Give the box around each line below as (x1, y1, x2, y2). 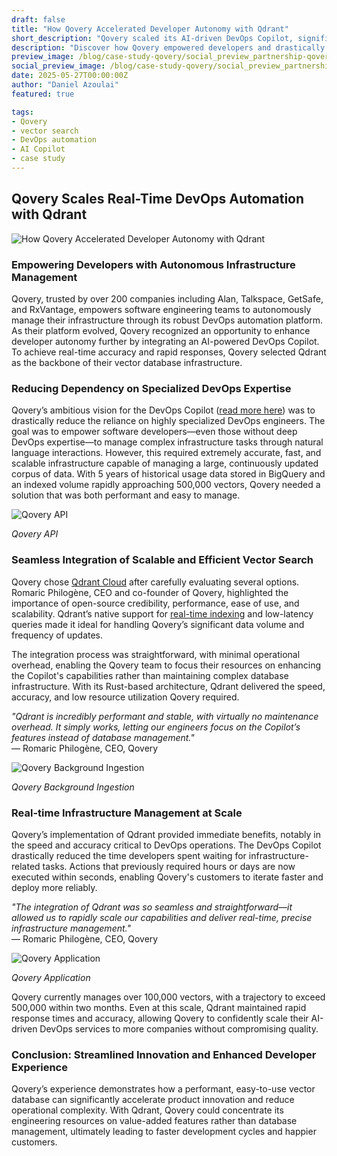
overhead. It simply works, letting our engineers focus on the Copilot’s (11, 721, 301, 733)
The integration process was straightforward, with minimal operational (11, 648, 301, 660)
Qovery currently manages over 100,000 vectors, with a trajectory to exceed (11, 991, 326, 1003)
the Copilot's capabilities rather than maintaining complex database (11, 669, 289, 681)
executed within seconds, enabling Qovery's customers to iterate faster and (11, 871, 324, 883)
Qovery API (11, 528, 59, 540)
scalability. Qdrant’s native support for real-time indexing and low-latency (11, 607, 314, 620)
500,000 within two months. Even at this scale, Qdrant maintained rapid (11, 1001, 307, 1013)
